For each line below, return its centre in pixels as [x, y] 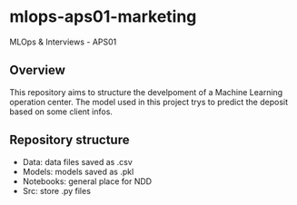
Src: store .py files [56, 190]
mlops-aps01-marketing [103, 17]
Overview [38, 70]
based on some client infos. [61, 112]
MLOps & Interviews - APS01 [63, 42]
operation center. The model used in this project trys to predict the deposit [149, 102]
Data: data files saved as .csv [78, 161]
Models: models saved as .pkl [78, 171]
